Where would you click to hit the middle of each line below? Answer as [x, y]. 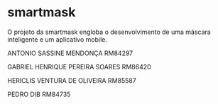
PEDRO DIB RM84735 [39, 94]
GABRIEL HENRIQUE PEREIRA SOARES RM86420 [79, 67]
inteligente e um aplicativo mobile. [58, 39]
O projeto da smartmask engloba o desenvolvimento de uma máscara [109, 32]
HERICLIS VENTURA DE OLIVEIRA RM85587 [72, 80]
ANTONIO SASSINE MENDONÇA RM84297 [70, 53]
